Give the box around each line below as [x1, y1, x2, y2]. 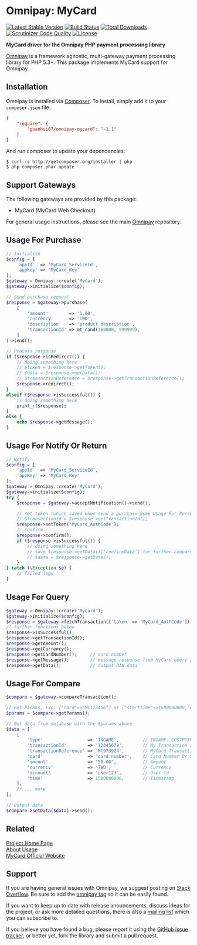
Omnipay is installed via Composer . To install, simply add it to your [6, 97, 167, 104]
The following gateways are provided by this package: [6, 195, 137, 202]
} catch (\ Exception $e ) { [6, 565, 72, 571]
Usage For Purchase [6, 235, 81, 245]
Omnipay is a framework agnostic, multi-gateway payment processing [6, 52, 176, 59]
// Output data [6, 802, 43, 808]
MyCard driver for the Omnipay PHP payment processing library [6, 41, 166, 48]
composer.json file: [6, 104, 51, 111]
